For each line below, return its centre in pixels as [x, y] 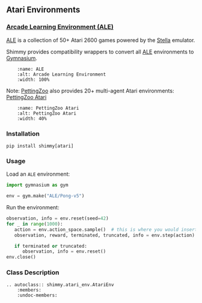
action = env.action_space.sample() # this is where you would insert [106, 229]
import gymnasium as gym [37, 185]
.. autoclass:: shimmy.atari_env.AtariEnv [60, 285]
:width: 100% [33, 79]
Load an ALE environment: [38, 174]
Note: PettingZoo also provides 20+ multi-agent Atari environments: [90, 91]
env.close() [21, 257]
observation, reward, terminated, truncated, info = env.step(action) [105, 235]
